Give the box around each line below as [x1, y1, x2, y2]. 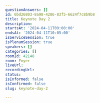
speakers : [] [5, 44, 32, 49]
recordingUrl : [5, 68, 35, 73]
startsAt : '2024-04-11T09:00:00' [5, 26, 75, 31]
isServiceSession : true [5, 35, 55, 40]
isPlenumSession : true [5, 40, 52, 45]
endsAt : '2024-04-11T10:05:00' [5, 30, 70, 35]
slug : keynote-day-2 [5, 86, 48, 91]
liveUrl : [5, 63, 23, 68]
